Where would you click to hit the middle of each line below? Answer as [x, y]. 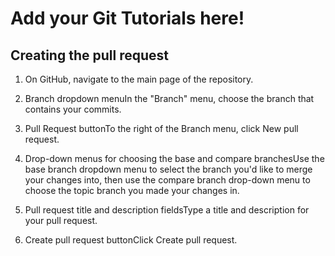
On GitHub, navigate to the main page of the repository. [139, 79]
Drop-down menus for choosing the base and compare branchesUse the [174, 158]
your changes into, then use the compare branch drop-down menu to [167, 180]
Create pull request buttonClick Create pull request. [131, 240]
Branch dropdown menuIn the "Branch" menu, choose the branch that [169, 98]
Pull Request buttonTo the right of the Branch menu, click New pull [161, 128]
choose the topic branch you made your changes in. [132, 190]
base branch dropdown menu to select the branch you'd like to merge [168, 169]
